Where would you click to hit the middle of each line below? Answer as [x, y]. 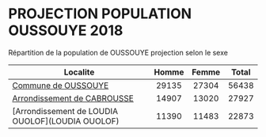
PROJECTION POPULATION [100, 14]
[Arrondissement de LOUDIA [65, 111]
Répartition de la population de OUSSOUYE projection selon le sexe [118, 52]
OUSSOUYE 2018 [66, 30]
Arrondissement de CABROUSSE [73, 98]
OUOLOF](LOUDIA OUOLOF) [66, 121]
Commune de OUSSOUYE [61, 86]
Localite [79, 72]
